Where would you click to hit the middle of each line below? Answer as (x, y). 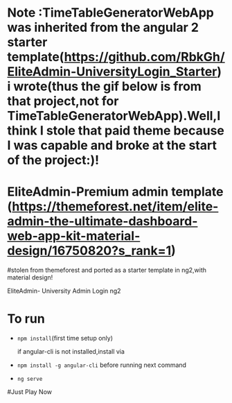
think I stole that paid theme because (116, 131)
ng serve (30, 379)
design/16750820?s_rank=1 (89, 251)
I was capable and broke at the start (112, 145)
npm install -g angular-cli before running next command (102, 365)
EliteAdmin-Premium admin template (115, 192)
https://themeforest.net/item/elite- (115, 207)
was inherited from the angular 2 (103, 27)
